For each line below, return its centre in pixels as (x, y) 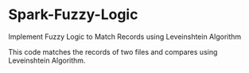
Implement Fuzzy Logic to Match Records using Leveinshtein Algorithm (125, 36)
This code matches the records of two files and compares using (113, 52)
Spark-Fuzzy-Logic (73, 15)
